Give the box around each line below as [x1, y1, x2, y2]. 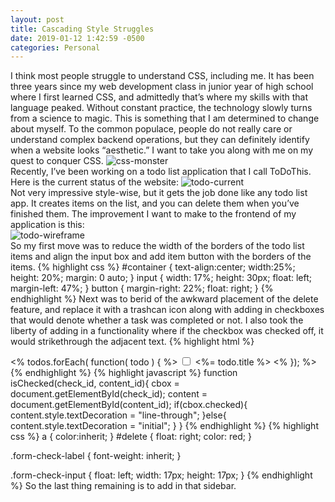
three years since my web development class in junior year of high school [10, 81, 314, 93]
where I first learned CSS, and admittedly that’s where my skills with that [10, 91, 308, 103]
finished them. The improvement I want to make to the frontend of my [10, 208, 297, 220]
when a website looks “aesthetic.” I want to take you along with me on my [10, 144, 314, 156]
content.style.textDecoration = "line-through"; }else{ [10, 409, 227, 421]
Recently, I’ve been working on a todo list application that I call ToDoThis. [10, 166, 312, 178]
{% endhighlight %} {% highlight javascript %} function [10, 367, 238, 379]
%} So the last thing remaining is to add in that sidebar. [10, 480, 237, 492]
